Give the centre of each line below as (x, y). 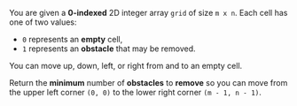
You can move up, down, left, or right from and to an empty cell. (126, 66)
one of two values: (43, 22)
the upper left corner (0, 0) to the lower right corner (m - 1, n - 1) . (135, 92)
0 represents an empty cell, (72, 39)
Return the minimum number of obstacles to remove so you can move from (148, 83)
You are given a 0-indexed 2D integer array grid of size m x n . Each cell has (148, 13)
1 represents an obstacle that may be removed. (109, 49)
